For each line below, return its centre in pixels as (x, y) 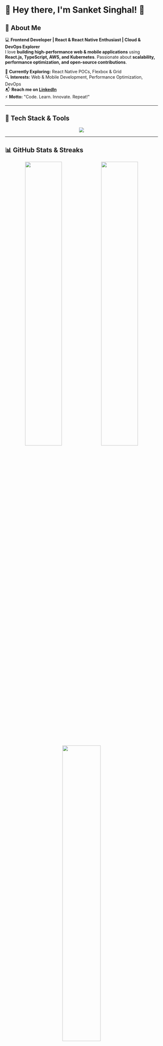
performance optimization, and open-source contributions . (66, 62)
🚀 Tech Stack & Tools (37, 118)
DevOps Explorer (23, 47)
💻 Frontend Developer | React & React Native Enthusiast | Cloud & (73, 40)
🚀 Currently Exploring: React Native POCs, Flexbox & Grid (63, 72)
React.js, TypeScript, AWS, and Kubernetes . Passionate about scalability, (80, 57)
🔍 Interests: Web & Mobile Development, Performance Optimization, (74, 77)
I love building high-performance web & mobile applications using (73, 52)
